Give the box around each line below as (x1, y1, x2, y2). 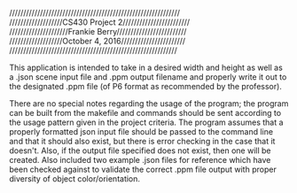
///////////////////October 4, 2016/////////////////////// (9, 35, 186, 46)
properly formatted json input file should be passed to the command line (9, 127, 273, 136)
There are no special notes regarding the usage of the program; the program (9, 98, 289, 109)
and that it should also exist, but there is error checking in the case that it (9, 136, 276, 146)
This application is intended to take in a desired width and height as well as (9, 62, 284, 73)
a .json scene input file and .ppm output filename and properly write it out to (9, 72, 287, 82)
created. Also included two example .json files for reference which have (9, 155, 271, 165)
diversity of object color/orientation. (9, 174, 140, 184)
